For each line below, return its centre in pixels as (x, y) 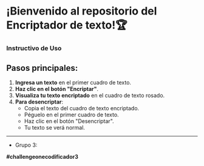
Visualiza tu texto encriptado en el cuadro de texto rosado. (90, 95)
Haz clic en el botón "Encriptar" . (57, 88)
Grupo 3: (26, 145)
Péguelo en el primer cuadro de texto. (72, 115)
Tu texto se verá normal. (54, 127)
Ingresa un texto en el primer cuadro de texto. (73, 82)
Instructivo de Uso (34, 48)
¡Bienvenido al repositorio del (82, 11)
